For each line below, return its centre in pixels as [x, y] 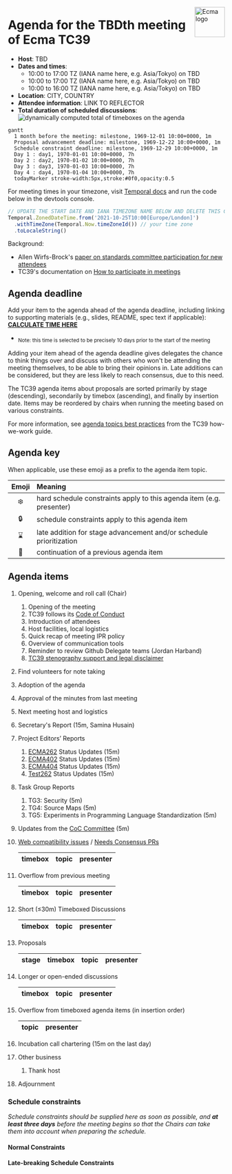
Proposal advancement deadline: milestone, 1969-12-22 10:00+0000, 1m [117, 142]
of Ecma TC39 [49, 40]
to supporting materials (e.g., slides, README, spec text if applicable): [107, 317]
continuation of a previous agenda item [99, 552]
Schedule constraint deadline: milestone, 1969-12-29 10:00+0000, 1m [116, 148]
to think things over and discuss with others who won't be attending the [109, 361]
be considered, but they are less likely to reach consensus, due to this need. [116, 375]
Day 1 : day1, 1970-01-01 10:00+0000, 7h [74, 154]
